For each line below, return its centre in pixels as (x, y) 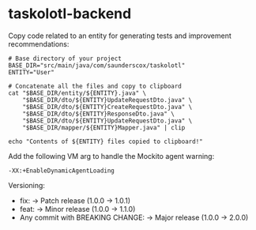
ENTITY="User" (32, 72)
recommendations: (39, 43)
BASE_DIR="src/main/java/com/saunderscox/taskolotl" (97, 65)
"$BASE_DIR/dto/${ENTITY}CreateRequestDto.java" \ (107, 107)
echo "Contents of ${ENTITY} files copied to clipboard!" (105, 141)
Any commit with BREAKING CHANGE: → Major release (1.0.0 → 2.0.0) (134, 217)
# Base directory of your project (65, 58)
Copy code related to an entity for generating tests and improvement (120, 36)
